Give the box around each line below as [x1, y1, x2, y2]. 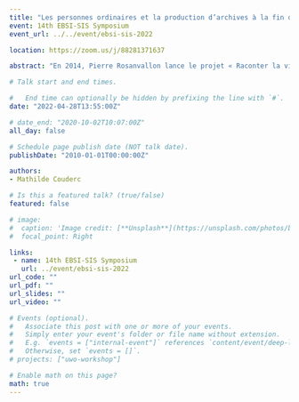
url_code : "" [9, 273, 58, 282]
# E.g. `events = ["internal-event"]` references [9, 339, 205, 348]
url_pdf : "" [9, 281, 53, 290]
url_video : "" [9, 297, 62, 307]
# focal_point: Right [9, 232, 93, 241]
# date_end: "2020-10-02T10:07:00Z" [9, 117, 145, 127]
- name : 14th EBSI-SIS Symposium [12, 256, 138, 265]
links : [9, 248, 34, 257]
